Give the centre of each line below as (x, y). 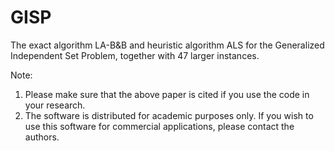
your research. (55, 105)
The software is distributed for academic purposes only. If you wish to (169, 115)
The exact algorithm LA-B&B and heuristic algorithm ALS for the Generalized (167, 45)
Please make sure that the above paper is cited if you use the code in (167, 94)
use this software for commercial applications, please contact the (159, 126)
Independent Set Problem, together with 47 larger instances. (135, 55)
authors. (42, 137)
